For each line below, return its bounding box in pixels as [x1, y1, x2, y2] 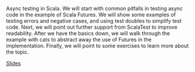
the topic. [6, 49, 29, 55]
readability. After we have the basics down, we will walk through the [6, 30, 170, 37]
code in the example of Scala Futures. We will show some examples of [6, 11, 176, 18]
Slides [6, 60, 21, 67]
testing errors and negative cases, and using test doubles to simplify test [6, 18, 182, 24]
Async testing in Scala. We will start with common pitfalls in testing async [6, 5, 183, 12]
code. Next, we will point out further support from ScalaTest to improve [6, 23, 177, 30]
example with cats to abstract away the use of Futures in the [6, 36, 152, 43]
